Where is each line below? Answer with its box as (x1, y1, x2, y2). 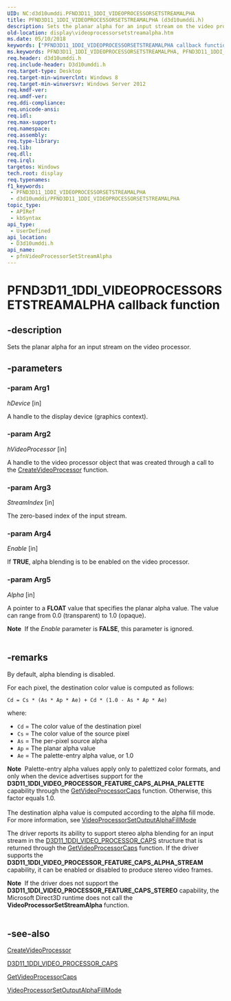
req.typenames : (7, 176, 51, 183)
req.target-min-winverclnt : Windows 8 (7, 74, 118, 81)
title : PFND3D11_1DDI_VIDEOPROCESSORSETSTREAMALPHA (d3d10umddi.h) (7, 16, 205, 23)
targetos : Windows (7, 163, 60, 170)
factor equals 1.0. (7, 793, 56, 802)
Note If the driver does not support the (7, 879, 119, 887)
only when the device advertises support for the (7, 771, 144, 780)
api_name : (7, 247, 36, 254)
